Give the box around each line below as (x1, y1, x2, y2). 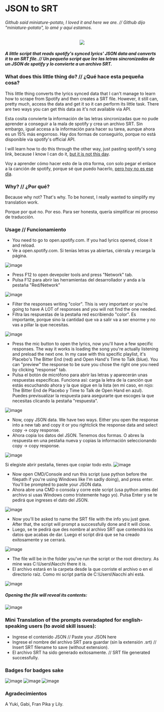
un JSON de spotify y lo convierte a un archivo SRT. (5, 61, 112, 66)
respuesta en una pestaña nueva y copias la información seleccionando (12, 438, 157, 444)
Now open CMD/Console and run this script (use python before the (12, 471, 147, 477)
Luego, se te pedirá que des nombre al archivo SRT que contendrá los (12, 526, 153, 533)
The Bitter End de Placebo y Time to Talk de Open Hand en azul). (12, 388, 143, 393)
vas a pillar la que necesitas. (12, 322, 69, 328)
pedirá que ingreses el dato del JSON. (12, 497, 89, 503)
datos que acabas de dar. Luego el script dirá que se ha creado (12, 532, 140, 538)
